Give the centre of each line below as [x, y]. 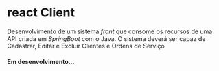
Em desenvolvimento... [41, 61]
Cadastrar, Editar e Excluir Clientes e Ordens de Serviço [86, 46]
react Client [41, 13]
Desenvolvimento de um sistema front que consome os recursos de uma [110, 31]
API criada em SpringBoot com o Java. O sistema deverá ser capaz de [106, 38]
